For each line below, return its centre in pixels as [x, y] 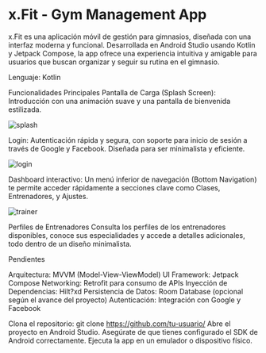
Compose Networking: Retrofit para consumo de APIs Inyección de [118, 282]
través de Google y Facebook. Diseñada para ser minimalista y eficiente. [127, 148]
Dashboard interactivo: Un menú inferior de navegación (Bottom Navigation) [133, 179]
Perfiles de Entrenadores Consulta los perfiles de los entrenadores [117, 227]
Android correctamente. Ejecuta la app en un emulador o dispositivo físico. [130, 340]
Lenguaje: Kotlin [35, 77]
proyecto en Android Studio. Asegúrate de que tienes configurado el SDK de [133, 332]
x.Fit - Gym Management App [108, 15]
